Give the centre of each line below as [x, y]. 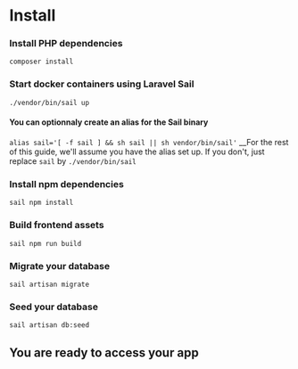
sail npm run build [46, 243]
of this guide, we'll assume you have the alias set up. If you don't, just [137, 152]
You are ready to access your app [104, 353]
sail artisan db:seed [50, 325]
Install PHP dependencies [66, 44]
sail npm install [41, 203]
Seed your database [54, 307]
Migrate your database [59, 266]
